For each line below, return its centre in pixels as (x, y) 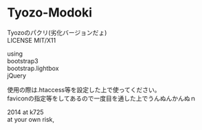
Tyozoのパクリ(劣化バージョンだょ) (57, 32)
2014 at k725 (25, 112)
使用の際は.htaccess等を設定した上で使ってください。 (84, 89)
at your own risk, (31, 119)
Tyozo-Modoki (50, 13)
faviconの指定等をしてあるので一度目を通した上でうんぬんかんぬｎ (102, 98)
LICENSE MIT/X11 (32, 40)
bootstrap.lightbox (33, 68)
